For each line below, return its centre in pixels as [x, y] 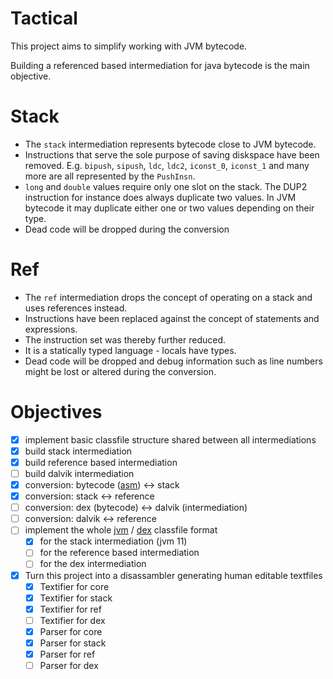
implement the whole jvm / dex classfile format [121, 530]
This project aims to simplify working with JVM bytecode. [129, 46]
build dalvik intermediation [79, 473]
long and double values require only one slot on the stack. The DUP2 [166, 186]
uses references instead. [76, 308]
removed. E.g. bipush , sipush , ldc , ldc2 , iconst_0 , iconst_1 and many [167, 165]
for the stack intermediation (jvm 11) [113, 541]
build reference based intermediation [101, 462]
